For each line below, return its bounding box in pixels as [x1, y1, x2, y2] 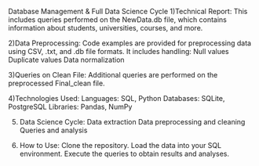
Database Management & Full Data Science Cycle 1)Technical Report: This [8, 7, 248, 16]
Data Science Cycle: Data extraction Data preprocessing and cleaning [19, 117, 246, 126]
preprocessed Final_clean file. [8, 78, 105, 88]
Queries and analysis [19, 125, 88, 135]
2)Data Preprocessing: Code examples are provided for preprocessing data [8, 38, 252, 48]
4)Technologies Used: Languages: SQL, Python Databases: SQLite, [8, 94, 225, 103]
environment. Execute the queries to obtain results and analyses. [19, 149, 230, 158]
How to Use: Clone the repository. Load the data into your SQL [19, 141, 222, 150]
